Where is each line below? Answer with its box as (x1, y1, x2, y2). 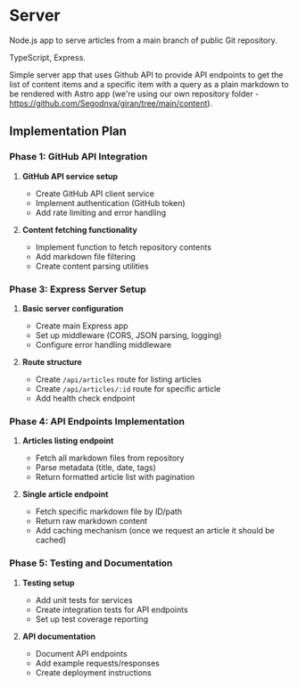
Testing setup (21, 577, 75, 588)
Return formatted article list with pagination (35, 472, 195, 483)
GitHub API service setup (21, 170, 119, 181)
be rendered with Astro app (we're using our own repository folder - (9, 88, 260, 99)
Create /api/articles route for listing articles (35, 374, 203, 385)
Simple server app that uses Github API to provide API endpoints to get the (9, 69, 284, 80)
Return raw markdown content (35, 516, 148, 526)
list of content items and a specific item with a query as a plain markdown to (9, 79, 289, 89)
